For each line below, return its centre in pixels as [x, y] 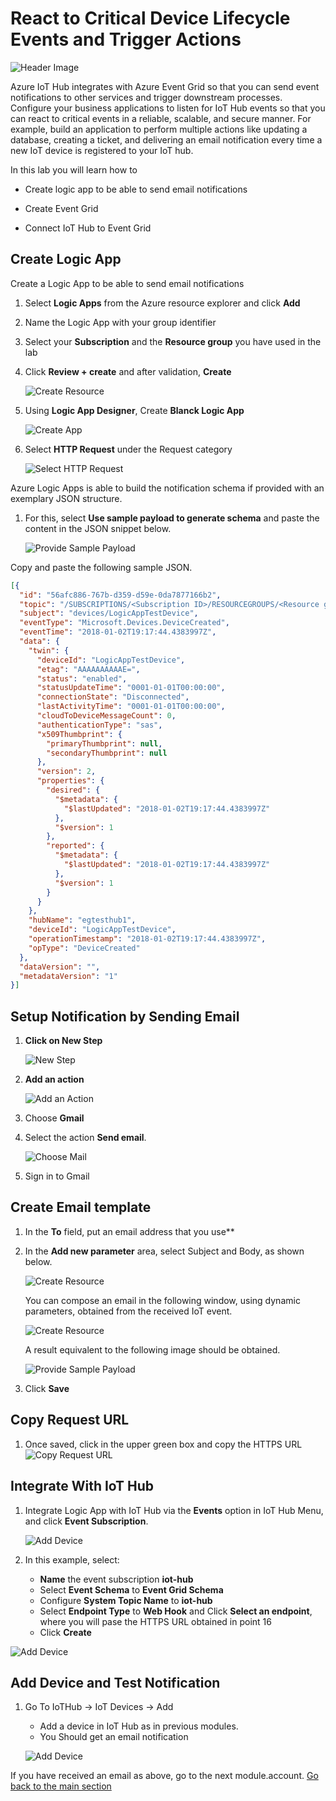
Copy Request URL [70, 1420]
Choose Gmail [54, 1118]
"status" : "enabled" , [82, 678]
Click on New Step [63, 1041]
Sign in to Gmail [57, 1176]
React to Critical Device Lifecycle [150, 18]
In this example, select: [72, 1559]
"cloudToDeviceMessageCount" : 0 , [106, 716]
